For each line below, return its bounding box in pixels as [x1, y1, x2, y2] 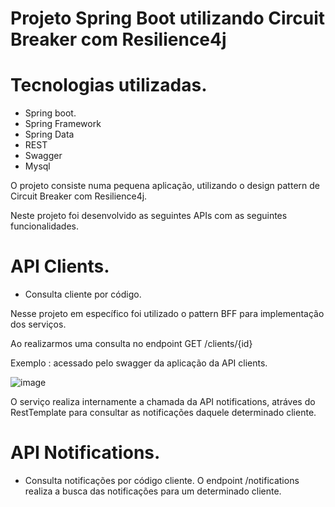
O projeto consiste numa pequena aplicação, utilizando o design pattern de [10, 180, 320, 192]
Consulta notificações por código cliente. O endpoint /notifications [24, 475, 300, 486]
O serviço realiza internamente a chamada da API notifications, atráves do [10, 396, 316, 408]
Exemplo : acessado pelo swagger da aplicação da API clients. [10, 357, 268, 369]
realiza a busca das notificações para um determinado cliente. [24, 485, 282, 497]
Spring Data [24, 128, 75, 141]
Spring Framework [24, 118, 102, 130]
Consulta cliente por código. [24, 288, 142, 301]
